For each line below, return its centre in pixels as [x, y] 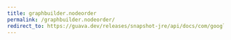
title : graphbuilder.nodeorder [52, 13]
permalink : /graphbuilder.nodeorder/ [61, 20]
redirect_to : [26, 26]
